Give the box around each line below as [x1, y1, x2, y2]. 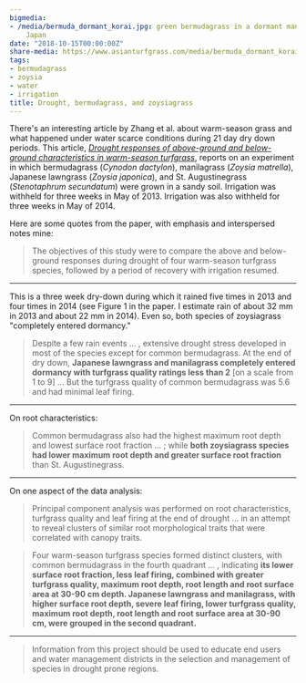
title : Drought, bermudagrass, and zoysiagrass [9, 98, 194, 108]
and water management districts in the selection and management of [31, 654, 291, 665]
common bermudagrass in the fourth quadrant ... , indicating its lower [31, 560, 294, 571]
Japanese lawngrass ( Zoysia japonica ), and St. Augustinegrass [9, 171, 248, 182]
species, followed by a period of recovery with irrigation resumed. [31, 265, 280, 276]
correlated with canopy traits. [31, 533, 143, 543]
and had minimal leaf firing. [31, 387, 135, 398]
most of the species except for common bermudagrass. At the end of [31, 347, 292, 358]
